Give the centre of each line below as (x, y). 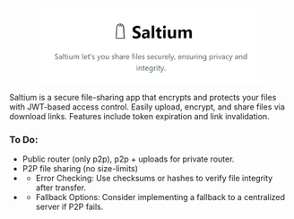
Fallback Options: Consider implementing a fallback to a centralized (160, 197)
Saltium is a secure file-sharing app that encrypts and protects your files (143, 98)
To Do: (24, 139)
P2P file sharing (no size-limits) (80, 169)
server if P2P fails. (69, 207)
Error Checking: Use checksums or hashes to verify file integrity (154, 179)
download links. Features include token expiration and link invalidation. (140, 117)
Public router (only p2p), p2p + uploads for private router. (128, 159)
